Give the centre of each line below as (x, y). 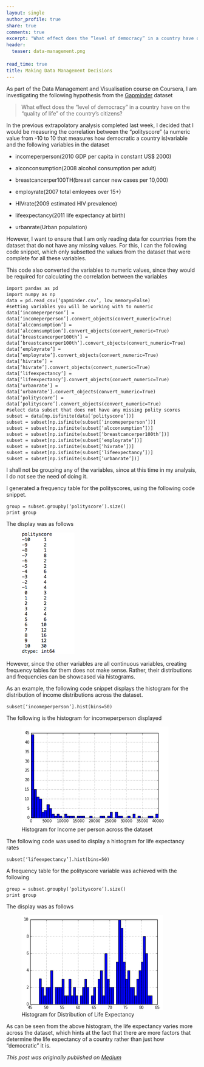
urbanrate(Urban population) (51, 227)
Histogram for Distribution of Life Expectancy (78, 1014)
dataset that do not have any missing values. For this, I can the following (97, 245)
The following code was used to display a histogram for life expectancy (95, 841)
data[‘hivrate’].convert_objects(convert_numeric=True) (78, 367)
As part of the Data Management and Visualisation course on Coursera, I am (102, 89)
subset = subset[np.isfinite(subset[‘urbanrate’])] (73, 458)
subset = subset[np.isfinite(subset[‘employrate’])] (74, 440)
